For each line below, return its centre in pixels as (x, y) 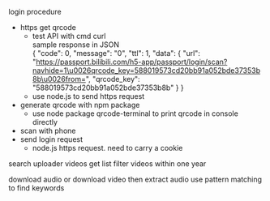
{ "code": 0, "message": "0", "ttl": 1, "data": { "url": (116, 53)
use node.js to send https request (88, 96)
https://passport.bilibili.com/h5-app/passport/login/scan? (132, 62)
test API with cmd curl (69, 36)
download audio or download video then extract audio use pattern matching (135, 179)
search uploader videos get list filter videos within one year (107, 164)
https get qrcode (48, 27)
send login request (51, 139)
